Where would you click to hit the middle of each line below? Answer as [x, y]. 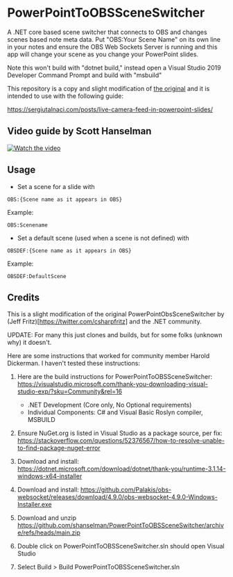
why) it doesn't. [29, 343]
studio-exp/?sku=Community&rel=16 [70, 391]
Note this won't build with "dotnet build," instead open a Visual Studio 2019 [114, 67]
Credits [24, 297]
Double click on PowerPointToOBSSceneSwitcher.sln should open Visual [121, 546]
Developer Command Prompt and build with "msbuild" [85, 75]
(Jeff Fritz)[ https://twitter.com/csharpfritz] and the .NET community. [105, 322]
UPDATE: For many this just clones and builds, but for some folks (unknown [115, 335]
